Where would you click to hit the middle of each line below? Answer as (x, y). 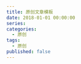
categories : (21, 29)
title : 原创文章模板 (30, 12)
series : (16, 23)
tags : (13, 40)
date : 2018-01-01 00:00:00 (41, 18)
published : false (29, 52)
